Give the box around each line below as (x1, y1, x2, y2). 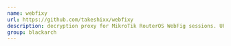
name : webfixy (7, 9, 48, 17)
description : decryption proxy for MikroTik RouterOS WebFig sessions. (7, 22, 217, 29)
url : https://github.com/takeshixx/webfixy (7, 16, 134, 23)
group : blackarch (7, 28, 57, 36)
